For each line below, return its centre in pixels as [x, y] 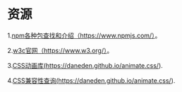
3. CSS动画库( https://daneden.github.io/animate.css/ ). [85, 65]
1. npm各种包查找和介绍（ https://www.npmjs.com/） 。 [84, 35]
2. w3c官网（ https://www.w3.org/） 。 [60, 50]
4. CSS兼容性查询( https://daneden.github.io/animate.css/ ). [91, 80]
